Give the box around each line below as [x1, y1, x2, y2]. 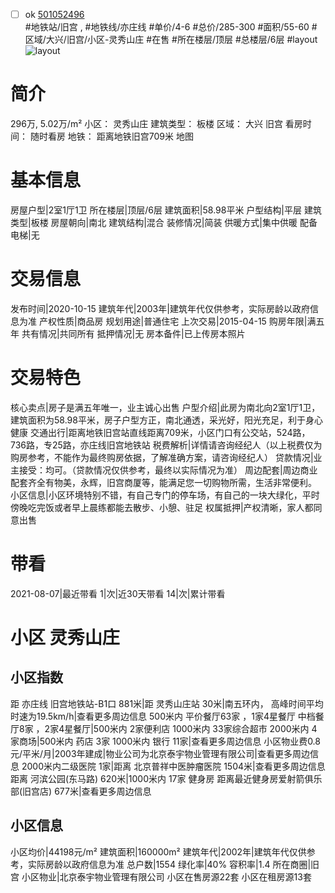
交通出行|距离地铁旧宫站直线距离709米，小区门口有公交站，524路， [29, 426, 311, 438]
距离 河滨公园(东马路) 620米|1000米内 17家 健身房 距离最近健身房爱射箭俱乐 [10, 772, 323, 784]
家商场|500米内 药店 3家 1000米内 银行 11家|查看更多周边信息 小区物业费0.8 [10, 735, 321, 747]
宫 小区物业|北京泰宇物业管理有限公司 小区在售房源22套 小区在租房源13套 [10, 870, 312, 883]
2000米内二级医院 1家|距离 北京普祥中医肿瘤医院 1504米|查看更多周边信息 [21, 760, 326, 772]
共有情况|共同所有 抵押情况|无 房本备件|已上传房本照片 [21, 327, 246, 339]
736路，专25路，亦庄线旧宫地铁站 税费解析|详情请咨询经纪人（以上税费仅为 [10, 439, 323, 451]
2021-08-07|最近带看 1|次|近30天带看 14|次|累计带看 [10, 587, 226, 599]
